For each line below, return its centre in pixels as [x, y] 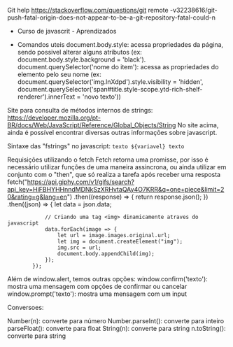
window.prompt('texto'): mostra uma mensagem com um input [97, 294]
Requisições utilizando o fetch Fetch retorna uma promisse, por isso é [108, 160]
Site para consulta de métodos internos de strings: [80, 110]
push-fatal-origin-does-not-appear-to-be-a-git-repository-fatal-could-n [111, 17]
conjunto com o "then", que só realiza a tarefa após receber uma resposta [114, 175]
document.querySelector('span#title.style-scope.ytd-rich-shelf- [110, 89]
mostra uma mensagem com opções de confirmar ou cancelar [97, 286]
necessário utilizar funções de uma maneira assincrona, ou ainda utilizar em [117, 167]
